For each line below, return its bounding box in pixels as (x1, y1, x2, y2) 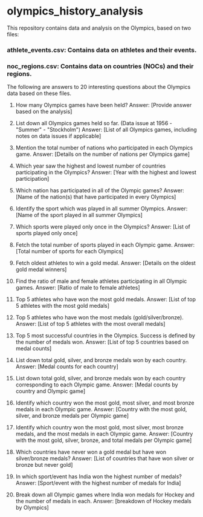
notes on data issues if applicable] (15, 132, 101, 140)
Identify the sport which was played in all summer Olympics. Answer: (15, 205, 188, 212)
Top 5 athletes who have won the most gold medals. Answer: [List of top (15, 296, 196, 303)
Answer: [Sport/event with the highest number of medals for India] (15, 480, 181, 487)
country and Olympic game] (15, 388, 86, 395)
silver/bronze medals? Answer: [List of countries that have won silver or (15, 455, 195, 462)
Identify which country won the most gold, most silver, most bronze (15, 424, 184, 431)
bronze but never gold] (15, 461, 73, 469)
